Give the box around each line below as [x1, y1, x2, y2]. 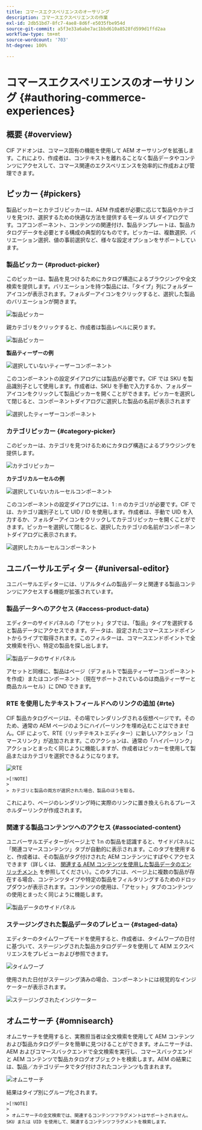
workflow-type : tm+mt [6, 31, 61, 37]
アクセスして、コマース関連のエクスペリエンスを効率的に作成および [22, 161, 190, 169]
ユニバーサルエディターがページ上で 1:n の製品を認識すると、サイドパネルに [6, 838, 195, 845]
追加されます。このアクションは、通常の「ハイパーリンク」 [48, 737, 195, 744]
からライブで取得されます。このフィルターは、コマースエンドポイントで [11, 634, 191, 642]
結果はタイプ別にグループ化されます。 [6, 1089, 101, 1096]
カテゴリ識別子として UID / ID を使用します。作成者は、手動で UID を [16, 508, 188, 515]
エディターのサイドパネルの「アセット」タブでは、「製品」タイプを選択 [6, 619, 183, 627]
